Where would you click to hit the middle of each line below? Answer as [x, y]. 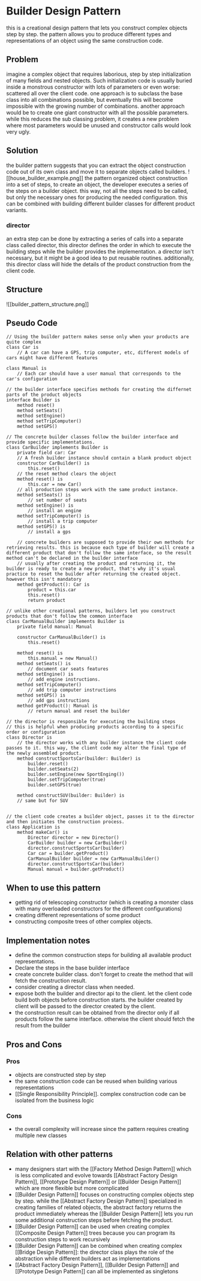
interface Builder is [33, 400]
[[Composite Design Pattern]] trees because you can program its [95, 1233]
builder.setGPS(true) [55, 785]
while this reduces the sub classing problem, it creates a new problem [93, 119]
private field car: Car [47, 453]
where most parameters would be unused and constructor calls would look [99, 125]
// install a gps [49, 532]
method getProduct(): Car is [53, 585]
